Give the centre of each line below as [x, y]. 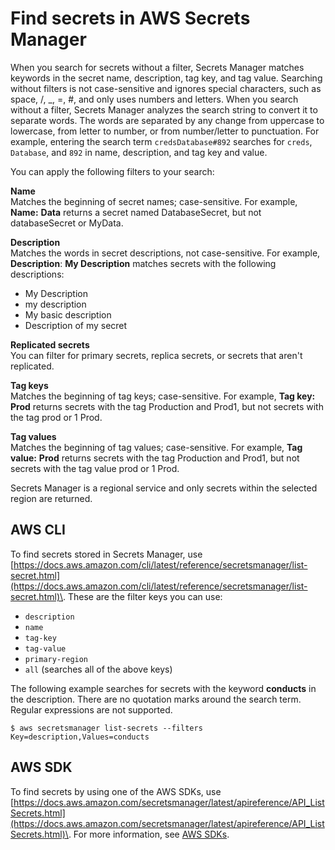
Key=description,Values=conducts [80, 737]
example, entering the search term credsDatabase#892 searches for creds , [161, 141]
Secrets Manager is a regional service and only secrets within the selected [164, 488]
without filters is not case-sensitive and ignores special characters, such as [166, 88]
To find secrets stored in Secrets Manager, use [106, 554]
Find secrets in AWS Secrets [130, 18]
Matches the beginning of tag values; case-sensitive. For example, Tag [156, 447]
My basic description [68, 314]
